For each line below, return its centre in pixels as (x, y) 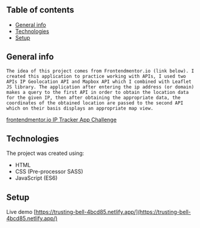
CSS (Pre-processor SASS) (49, 172)
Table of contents (40, 10)
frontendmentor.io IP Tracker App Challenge (61, 119)
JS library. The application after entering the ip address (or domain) (100, 87)
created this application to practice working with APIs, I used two (96, 76)
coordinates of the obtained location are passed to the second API (95, 103)
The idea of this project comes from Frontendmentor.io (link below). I (100, 71)
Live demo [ (21, 212)
